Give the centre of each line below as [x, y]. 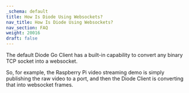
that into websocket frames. [40, 85]
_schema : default [27, 11]
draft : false [22, 38]
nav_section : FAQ [27, 28]
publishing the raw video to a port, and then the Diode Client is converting [95, 78]
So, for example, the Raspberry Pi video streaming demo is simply [85, 72]
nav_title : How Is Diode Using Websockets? [60, 22]
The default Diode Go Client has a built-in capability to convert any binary [94, 55]
